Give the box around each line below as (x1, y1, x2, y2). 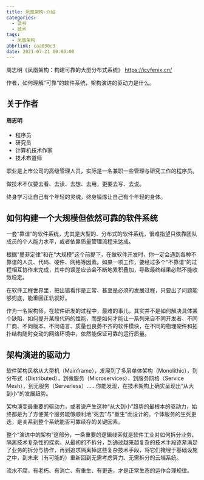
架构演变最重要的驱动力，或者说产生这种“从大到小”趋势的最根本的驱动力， (6, 403, 192, 410)
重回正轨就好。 (32, 294, 70, 302)
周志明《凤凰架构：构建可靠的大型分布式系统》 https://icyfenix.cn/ (6, 66, 172, 73)
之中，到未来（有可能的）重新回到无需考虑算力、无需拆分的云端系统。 (6, 454, 182, 461)
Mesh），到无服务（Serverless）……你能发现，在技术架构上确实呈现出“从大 (6, 382, 194, 389)
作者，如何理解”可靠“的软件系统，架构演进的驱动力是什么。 (6, 79, 155, 86)
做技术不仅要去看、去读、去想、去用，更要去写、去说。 (6, 181, 144, 188)
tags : (6, 32, 20, 38)
